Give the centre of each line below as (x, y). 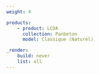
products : (19, 23)
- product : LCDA (38, 28)
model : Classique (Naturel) (58, 40)
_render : (17, 51)
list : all (30, 61)
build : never (34, 56)
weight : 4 (19, 12)
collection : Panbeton (50, 34)
